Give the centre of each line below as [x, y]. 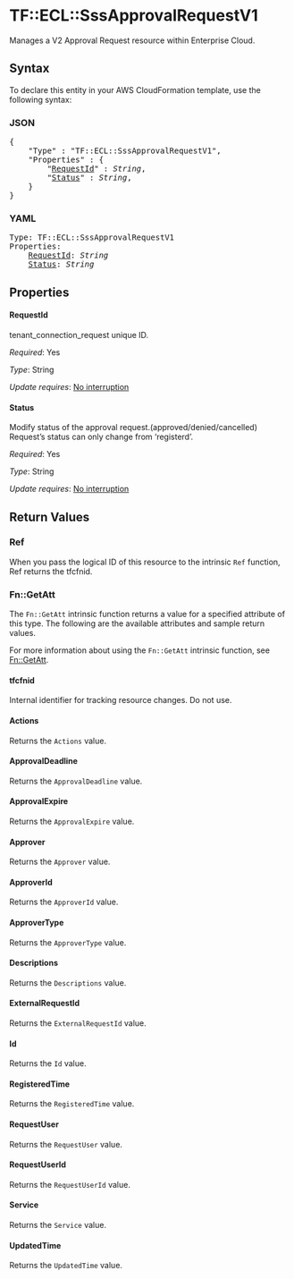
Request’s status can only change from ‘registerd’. [101, 437]
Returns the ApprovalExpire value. [72, 821]
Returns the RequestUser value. [66, 1144]
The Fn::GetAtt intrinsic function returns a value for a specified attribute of [147, 614]
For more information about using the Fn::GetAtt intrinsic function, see [140, 650]
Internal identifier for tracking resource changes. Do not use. [121, 700]
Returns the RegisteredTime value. [72, 1104]
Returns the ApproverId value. [64, 902]
